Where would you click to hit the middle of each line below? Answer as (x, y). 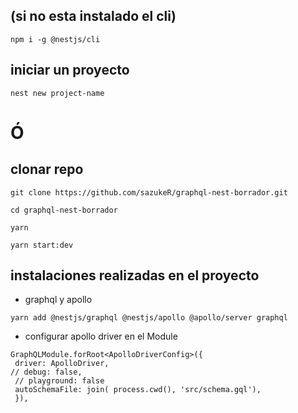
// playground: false (59, 381)
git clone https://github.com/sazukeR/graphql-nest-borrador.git (149, 192)
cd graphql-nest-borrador (64, 210)
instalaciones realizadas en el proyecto (135, 275)
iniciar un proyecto (70, 70)
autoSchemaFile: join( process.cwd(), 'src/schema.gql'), (138, 390)
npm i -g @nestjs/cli (55, 39)
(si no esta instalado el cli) (93, 16)
